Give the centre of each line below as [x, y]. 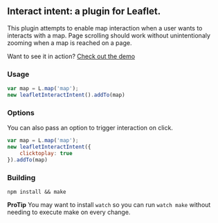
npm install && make [37, 192]
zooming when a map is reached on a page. [70, 43]
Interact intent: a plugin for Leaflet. [84, 11]
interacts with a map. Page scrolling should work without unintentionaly [109, 35]
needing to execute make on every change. [69, 212]
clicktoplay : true [46, 153]
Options [21, 112]
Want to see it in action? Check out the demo [71, 56]
